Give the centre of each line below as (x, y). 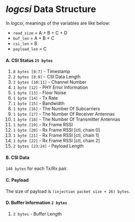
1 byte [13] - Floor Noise (40, 93)
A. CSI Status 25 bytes (29, 60)
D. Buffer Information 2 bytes (36, 203)
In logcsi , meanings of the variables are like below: (58, 23)
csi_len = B (25, 43)
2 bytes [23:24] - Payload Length (48, 146)
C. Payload (17, 180)
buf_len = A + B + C (34, 38)
